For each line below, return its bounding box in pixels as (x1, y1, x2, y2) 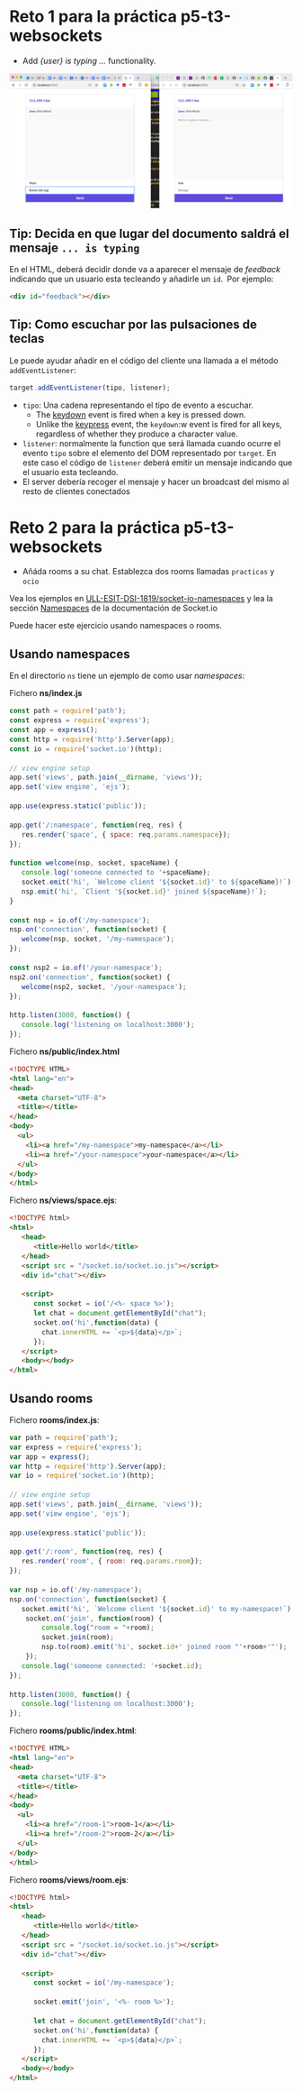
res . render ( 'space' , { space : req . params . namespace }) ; (21, 830, 231, 839)
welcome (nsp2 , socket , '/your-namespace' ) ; (21, 982, 187, 991)
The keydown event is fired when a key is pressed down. (35, 408, 247, 420)
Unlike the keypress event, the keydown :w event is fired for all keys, (35, 418, 283, 429)
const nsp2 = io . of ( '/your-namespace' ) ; (9, 963, 164, 972)
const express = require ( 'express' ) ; (9, 716, 151, 725)
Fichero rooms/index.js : (9, 1414, 100, 1426)
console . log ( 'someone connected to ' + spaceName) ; (21, 868, 211, 877)
